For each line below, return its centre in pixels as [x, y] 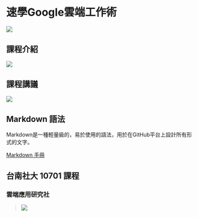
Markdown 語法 [36, 119]
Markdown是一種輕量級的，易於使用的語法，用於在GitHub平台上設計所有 [97, 135]
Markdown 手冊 [26, 155]
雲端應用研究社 [28, 194]
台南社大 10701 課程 [43, 176]
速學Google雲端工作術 [62, 12]
